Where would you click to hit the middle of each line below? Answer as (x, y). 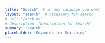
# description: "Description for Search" (48, 23)
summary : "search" (24, 28)
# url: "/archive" (24, 19)
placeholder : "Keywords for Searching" (46, 33)
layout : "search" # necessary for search (49, 14)
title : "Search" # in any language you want (52, 10)
